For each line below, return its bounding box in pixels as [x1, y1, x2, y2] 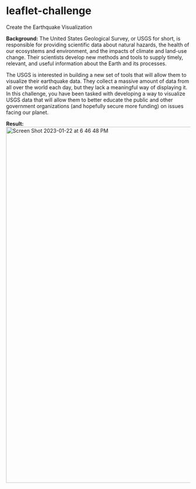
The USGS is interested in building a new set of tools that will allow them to [6, 71, 187, 78]
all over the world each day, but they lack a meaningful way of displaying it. [6, 83, 188, 91]
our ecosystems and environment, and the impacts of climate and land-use [6, 47, 187, 54]
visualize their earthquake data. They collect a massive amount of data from [6, 78, 189, 85]
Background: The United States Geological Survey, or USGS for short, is [6, 35, 181, 42]
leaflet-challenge [6, 4, 92, 18]
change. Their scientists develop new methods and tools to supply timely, [6, 53, 183, 61]
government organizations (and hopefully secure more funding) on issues [6, 102, 184, 109]
